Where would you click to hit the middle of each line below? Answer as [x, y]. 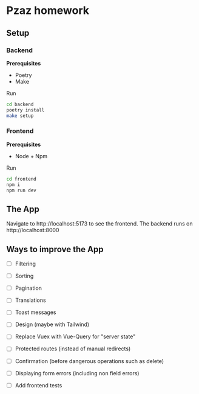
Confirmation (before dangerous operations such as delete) [89, 361]
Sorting [24, 276]
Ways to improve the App [55, 249]
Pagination [29, 288]
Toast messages [35, 312]
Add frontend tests [39, 385]
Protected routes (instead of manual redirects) [73, 349]
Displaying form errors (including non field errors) [77, 373]
